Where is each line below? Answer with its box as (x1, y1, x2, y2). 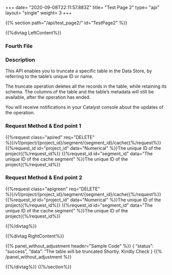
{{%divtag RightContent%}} (5, 233, 64, 239)
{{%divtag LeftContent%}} (5, 30, 62, 35)
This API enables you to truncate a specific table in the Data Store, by (5, 68, 152, 74)
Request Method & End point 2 (5, 174, 83, 181)
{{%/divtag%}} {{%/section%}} (5, 264, 72, 270)
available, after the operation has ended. (5, 94, 91, 101)
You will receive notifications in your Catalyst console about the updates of (5, 104, 164, 110)
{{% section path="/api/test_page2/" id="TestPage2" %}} (5, 20, 127, 26)
